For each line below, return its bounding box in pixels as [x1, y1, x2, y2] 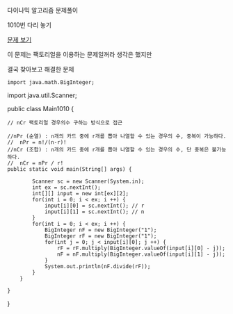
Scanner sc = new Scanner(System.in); [32, 178, 145, 185]
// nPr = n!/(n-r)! [7, 139, 67, 146]
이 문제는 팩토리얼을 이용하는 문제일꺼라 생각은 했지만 [7, 51, 152, 58]
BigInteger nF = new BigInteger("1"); [44, 226, 157, 233]
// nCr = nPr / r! [7, 160, 64, 167]
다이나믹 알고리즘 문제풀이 [7, 6, 79, 14]
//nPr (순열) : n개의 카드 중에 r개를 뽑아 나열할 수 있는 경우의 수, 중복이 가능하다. [7, 133, 227, 140]
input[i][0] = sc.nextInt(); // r [44, 202, 145, 209]
